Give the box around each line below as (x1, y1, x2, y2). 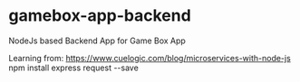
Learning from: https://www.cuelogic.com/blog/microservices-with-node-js (8, 52, 291, 63)
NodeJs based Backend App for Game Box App (8, 35, 187, 46)
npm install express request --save (8, 62, 140, 73)
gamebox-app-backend (8, 5, 191, 26)
